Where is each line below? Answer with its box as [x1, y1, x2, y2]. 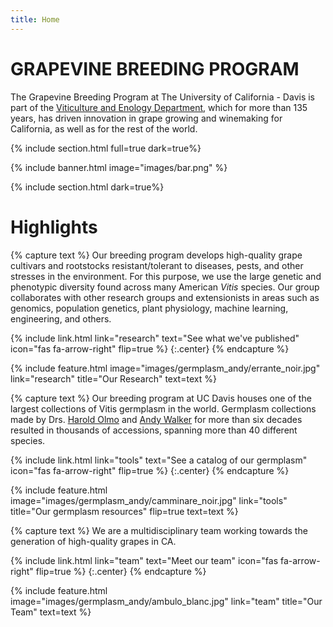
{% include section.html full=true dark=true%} [10, 142, 202, 154]
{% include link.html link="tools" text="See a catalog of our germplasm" [10, 454, 308, 466]
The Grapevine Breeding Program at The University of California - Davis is [10, 91, 315, 103]
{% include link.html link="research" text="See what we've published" [10, 332, 300, 344]
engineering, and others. [10, 312, 112, 325]
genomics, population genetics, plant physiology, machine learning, [10, 302, 289, 314]
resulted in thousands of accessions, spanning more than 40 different [10, 424, 298, 436]
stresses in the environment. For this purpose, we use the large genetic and [10, 270, 322, 282]
